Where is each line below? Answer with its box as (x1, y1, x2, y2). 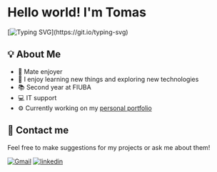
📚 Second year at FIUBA (17, 82, 91, 91)
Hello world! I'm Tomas (7, 4, 147, 21)
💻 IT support (17, 93, 57, 102)
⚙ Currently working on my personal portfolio (17, 104, 152, 112)
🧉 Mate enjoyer (17, 67, 63, 75)
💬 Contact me (7, 124, 69, 136)
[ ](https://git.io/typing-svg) (7, 28, 128, 36)
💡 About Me (7, 48, 61, 60)
